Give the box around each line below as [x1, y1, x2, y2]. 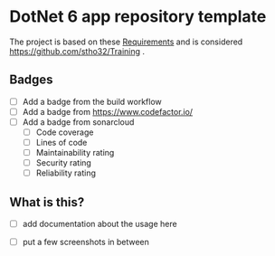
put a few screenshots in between [22, 237, 149, 248]
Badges [9, 72, 53, 88]
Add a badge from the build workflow [22, 96, 163, 107]
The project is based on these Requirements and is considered [9, 36, 243, 47]
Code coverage [35, 127, 94, 137]
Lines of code [35, 137, 88, 147]
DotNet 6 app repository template [9, 6, 267, 27]
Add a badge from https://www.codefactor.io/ [22, 106, 193, 117]
